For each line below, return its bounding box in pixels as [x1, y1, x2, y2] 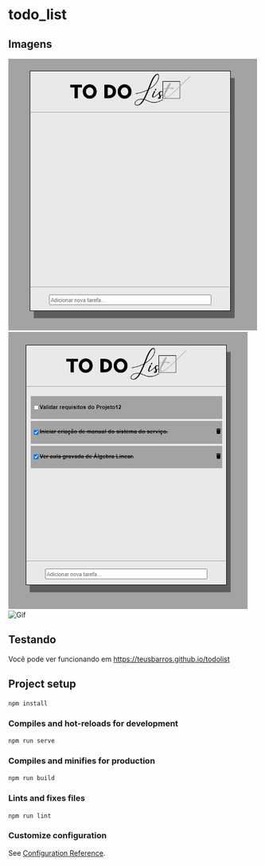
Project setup [8, 677, 77, 691]
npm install [8, 699, 48, 708]
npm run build [8, 774, 56, 782]
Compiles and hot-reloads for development [8, 718, 179, 729]
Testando [8, 633, 57, 646]
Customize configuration [8, 830, 107, 841]
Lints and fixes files [8, 793, 86, 804]
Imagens [8, 37, 53, 51]
